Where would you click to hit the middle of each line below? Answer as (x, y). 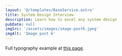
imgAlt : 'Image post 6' (30, 34)
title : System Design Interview (39, 15)
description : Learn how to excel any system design (61, 19)
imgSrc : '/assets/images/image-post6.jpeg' (52, 29)
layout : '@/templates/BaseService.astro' (50, 10)
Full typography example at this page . (45, 48)
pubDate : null (20, 24)
